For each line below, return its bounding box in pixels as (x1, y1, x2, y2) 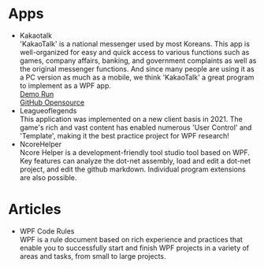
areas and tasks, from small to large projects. (19, 251, 166, 260)
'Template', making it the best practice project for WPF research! (19, 131, 230, 140)
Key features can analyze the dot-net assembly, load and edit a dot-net (19, 156, 251, 165)
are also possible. (19, 172, 77, 182)
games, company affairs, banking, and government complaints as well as (19, 56, 257, 65)
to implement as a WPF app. (19, 80, 112, 90)
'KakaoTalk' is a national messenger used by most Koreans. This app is (19, 39, 251, 48)
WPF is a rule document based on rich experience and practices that (19, 234, 243, 244)
